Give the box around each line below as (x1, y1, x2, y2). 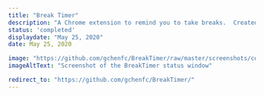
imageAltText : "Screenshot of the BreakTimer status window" (8, 62, 213, 70)
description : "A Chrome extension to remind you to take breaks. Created (8, 19, 258, 27)
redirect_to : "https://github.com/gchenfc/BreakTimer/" (8, 76, 195, 84)
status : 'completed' (8, 26, 76, 34)
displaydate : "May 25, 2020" (8, 33, 104, 41)
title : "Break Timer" (8, 11, 79, 20)
